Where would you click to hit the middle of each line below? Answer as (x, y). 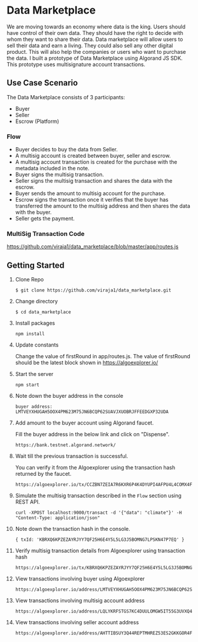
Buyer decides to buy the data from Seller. (66, 150)
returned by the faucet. (43, 474)
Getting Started (36, 265)
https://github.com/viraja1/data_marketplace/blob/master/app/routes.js (93, 247)
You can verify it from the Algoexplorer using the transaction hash (95, 468)
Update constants (37, 345)
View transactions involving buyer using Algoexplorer (80, 579)
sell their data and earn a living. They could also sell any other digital (90, 46)
